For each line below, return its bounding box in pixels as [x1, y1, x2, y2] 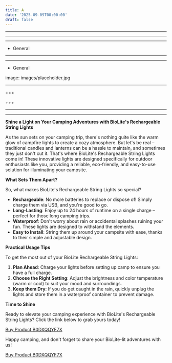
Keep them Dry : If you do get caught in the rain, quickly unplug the [12, 286, 155, 292]
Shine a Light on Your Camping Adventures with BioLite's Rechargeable [5, 119, 160, 125]
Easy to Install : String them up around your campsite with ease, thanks [12, 229, 163, 235]
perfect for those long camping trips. [12, 213, 91, 219]
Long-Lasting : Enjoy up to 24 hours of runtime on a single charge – [12, 208, 155, 214]
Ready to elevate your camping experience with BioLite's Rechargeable [5, 311, 156, 317]
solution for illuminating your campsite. [5, 167, 88, 173]
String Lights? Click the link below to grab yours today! [5, 316, 121, 323]
